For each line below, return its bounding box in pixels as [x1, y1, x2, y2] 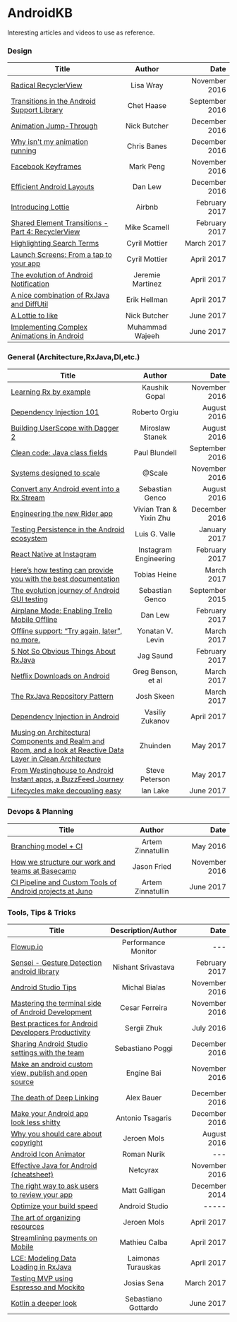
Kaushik [142, 383, 169, 392]
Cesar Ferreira [119, 1003, 168, 1013]
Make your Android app [11, 1109, 89, 1119]
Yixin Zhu [140, 513, 171, 523]
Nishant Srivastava [112, 962, 175, 972]
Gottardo [128, 1303, 159, 1313]
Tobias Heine [133, 570, 178, 579]
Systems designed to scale [11, 468, 100, 478]
